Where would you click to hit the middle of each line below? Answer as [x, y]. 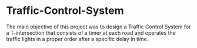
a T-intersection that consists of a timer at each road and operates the [91, 32]
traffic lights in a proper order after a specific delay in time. [77, 39]
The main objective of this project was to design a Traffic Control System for [98, 27]
